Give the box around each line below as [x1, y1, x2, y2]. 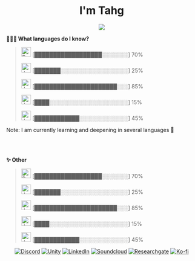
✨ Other [6, 156, 27, 164]
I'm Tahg [79, 4, 124, 18]
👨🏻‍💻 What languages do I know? [6, 35, 90, 42]
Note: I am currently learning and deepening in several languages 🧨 [6, 126, 174, 133]
